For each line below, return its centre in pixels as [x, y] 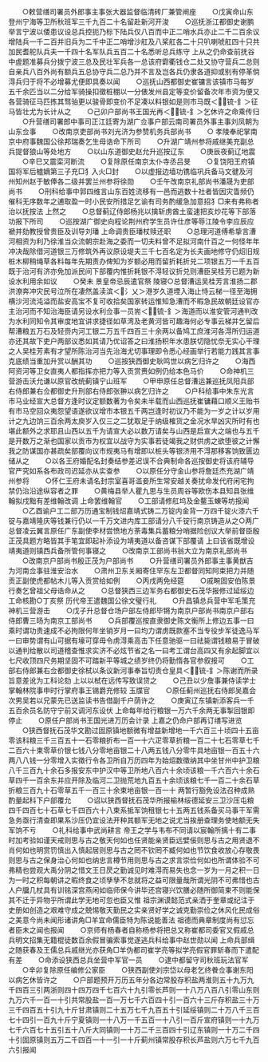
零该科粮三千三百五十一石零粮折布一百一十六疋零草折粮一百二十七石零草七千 [134, 740]
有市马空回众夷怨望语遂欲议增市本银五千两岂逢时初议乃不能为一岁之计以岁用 [134, 411]
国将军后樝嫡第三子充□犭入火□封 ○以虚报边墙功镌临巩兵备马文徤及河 [131, 171]
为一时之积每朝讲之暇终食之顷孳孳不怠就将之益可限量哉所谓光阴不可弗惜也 [130, 880]
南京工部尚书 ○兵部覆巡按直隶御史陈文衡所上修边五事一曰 [152, 620]
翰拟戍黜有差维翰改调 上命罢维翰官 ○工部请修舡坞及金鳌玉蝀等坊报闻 [129, 501]
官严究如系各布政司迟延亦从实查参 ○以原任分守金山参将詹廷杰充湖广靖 [131, 471]
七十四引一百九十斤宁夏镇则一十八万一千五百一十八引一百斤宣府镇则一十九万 [134, 1020]
